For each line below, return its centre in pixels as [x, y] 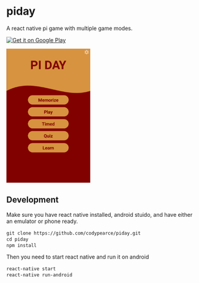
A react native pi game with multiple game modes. [69, 28]
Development [33, 200]
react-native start [31, 269]
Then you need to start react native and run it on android [78, 257]
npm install [21, 245]
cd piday [17, 239]
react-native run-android [39, 275]
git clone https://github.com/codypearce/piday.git [73, 233]
